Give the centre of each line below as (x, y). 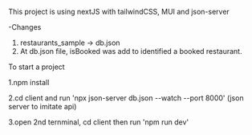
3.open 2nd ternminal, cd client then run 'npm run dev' (99, 122)
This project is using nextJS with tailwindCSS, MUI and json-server (119, 12)
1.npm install (29, 82)
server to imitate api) (43, 106)
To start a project (37, 67)
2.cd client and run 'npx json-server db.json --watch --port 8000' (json (126, 98)
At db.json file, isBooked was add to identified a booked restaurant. (131, 51)
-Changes (25, 27)
